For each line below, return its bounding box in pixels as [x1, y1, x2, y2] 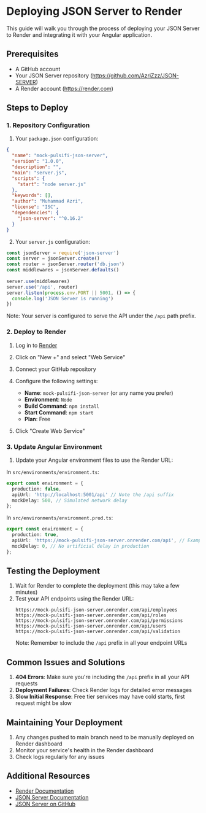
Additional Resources [6, 771, 90, 781]
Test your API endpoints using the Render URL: [15, 595, 134, 602]
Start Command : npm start [24, 408, 94, 416]
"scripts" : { [12, 175, 45, 182]
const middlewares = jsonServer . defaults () [6, 267, 120, 273]
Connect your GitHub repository [15, 365, 96, 373]
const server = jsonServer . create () [6, 255, 100, 262]
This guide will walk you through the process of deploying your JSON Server [6, 25, 200, 32]
